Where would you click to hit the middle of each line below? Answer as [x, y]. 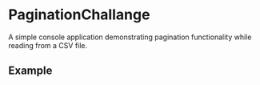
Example [30, 71]
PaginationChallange [79, 15]
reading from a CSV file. [48, 45]
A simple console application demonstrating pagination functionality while [130, 37]
